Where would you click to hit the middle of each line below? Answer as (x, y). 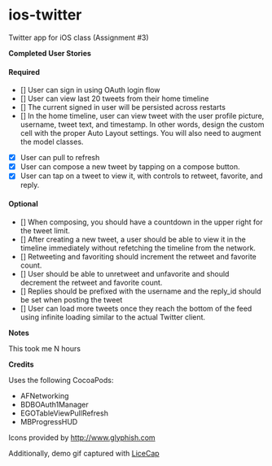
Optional (23, 203)
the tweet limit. (45, 230)
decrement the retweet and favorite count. (91, 282)
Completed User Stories (50, 53)
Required (24, 72)
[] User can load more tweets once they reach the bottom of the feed (136, 308)
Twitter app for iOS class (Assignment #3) (79, 37)
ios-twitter (45, 15)
